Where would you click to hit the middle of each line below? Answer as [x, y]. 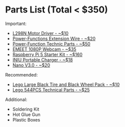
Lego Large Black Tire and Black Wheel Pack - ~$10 [66, 84]
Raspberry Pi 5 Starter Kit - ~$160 [47, 54]
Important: [16, 23]
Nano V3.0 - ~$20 [31, 65]
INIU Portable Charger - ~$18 [42, 59]
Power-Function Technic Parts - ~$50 [51, 43]
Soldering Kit [26, 109]
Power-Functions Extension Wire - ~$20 [54, 38]
